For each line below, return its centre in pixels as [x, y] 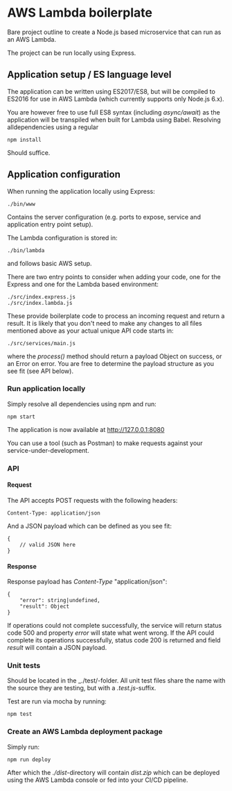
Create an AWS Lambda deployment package [85, 732]
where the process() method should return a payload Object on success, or [115, 356]
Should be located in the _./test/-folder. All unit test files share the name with [116, 681]
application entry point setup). [50, 224]
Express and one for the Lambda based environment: [83, 284]
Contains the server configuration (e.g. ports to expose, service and [104, 217]
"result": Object [45, 607]
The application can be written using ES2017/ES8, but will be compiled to [111, 91]
